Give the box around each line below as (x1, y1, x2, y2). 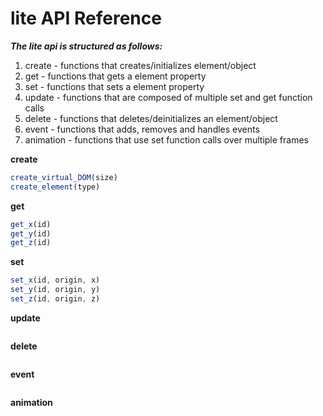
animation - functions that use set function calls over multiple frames (24, 133, 309, 146)
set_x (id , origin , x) (10, 275, 101, 286)
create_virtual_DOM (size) (10, 172, 118, 182)
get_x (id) (10, 219, 52, 229)
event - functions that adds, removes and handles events (24, 123, 260, 135)
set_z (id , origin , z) (10, 294, 101, 304)
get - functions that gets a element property (24, 70, 207, 82)
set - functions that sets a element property (24, 80, 205, 92)
